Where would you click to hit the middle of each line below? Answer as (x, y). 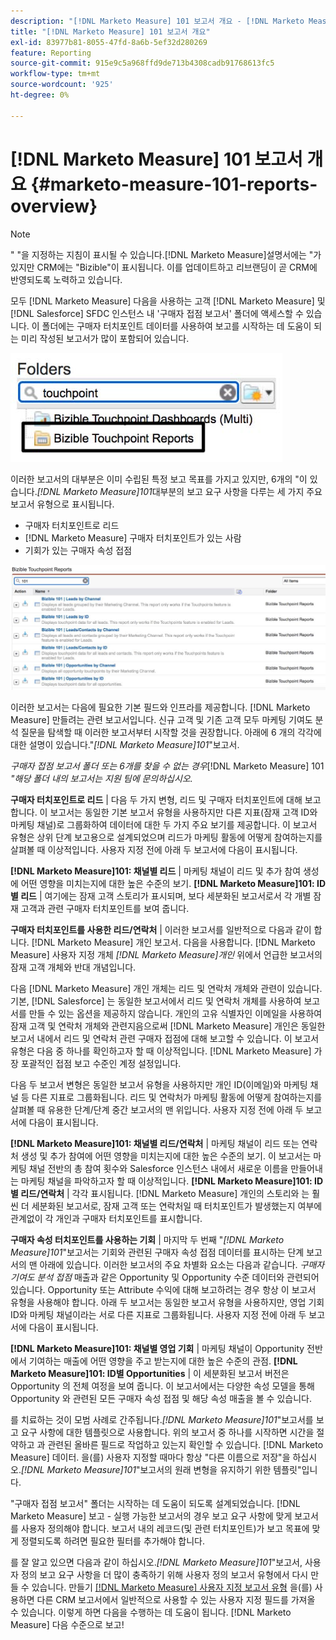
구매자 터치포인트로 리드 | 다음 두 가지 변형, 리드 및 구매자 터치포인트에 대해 (156, 800)
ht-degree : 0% (40, 95)
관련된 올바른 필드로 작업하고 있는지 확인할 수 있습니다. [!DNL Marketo (185, 1445)
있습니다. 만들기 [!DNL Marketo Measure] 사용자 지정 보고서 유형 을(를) (172, 1587)
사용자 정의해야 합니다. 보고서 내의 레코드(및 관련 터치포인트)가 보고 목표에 (165, 1529)
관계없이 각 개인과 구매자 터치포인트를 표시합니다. (106, 1219)
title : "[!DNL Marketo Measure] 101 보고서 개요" (110, 31)
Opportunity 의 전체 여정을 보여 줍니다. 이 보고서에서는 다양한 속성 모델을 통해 (162, 1386)
